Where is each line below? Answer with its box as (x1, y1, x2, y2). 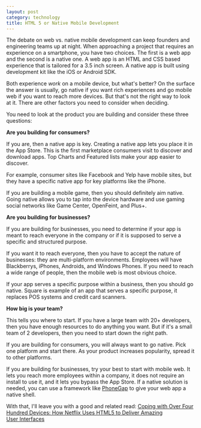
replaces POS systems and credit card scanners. (6, 293, 127, 301)
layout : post (6, 8, 39, 15)
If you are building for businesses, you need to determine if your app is (6, 225, 181, 233)
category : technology (6, 14, 61, 20)
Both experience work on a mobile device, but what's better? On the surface (6, 80, 195, 87)
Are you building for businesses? (6, 214, 91, 221)
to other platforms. (6, 354, 52, 361)
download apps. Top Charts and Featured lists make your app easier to (6, 153, 181, 160)
